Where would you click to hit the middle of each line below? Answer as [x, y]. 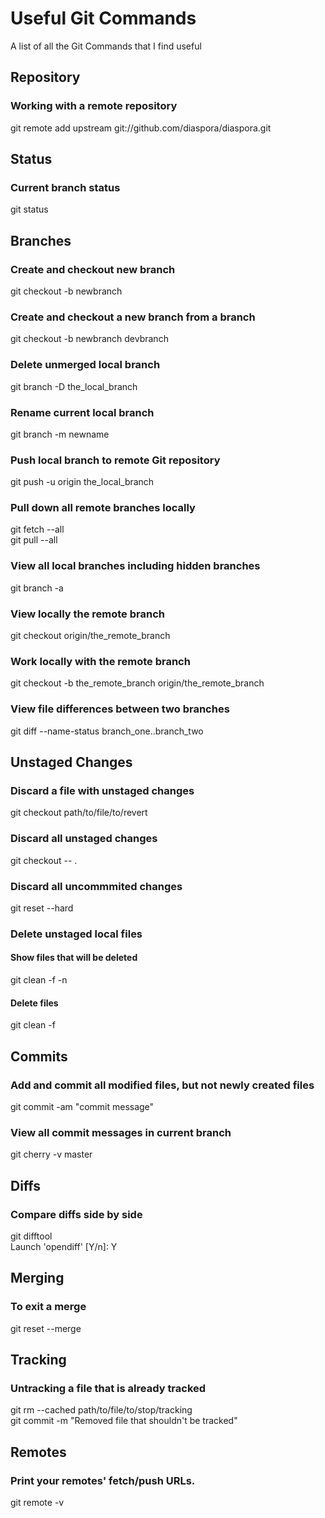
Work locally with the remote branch [100, 661]
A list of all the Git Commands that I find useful [106, 46]
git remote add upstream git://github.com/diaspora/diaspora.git [141, 128]
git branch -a [37, 588]
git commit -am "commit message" [82, 1106]
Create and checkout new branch [93, 269]
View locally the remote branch [87, 614]
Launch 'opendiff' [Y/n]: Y [64, 1246]
